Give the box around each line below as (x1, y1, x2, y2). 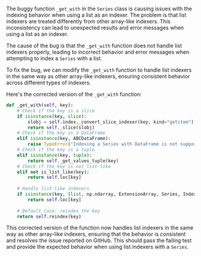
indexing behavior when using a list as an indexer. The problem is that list (6, 11, 187, 19)
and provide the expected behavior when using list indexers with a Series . (6, 243, 189, 251)
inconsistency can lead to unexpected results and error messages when (6, 24, 184, 31)
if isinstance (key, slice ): (17, 113, 87, 119)
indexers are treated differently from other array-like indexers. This (6, 18, 170, 25)
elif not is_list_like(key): (17, 169, 90, 175)
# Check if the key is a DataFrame (17, 130, 106, 136)
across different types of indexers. (6, 79, 92, 86)
